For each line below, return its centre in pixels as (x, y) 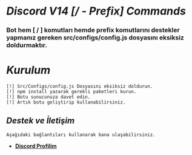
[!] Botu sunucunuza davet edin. (48, 97)
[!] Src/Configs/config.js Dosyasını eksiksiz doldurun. (80, 87)
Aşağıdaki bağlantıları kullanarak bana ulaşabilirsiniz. (81, 134)
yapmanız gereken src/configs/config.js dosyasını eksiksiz (95, 38)
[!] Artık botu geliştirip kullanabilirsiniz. (66, 102)
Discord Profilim (36, 146)
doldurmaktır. (27, 45)
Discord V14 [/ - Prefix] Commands (96, 11)
